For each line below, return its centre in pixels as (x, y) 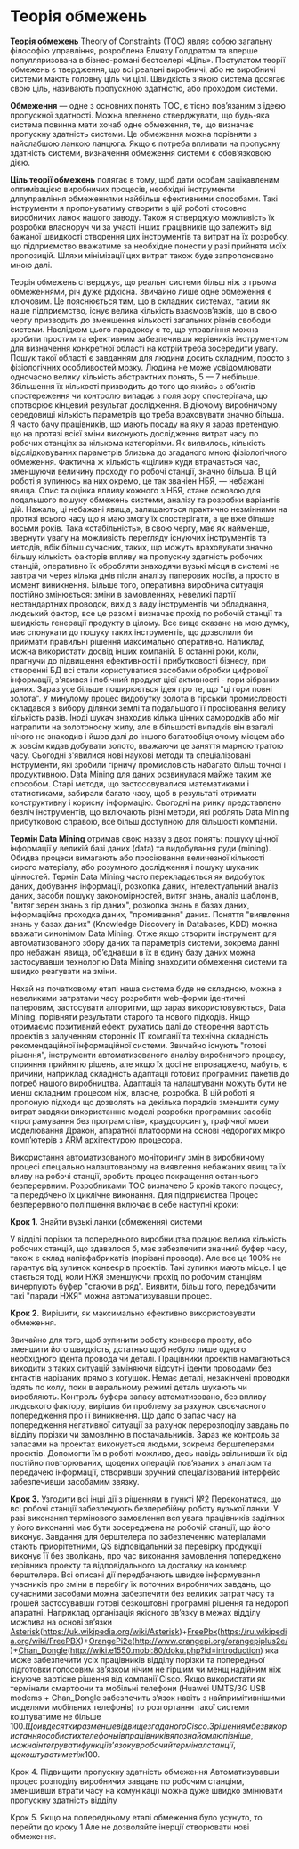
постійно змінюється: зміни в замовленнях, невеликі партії (123, 594)
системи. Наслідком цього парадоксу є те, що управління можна (134, 329)
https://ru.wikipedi (254, 1631)
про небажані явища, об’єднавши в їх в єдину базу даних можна (133, 952)
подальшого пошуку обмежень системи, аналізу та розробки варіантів (145, 500)
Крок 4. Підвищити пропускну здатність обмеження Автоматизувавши (145, 1772)
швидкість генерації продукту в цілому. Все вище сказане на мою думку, (150, 623)
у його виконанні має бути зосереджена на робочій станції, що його (140, 1527)
